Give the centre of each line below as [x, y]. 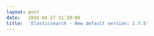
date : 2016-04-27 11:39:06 [43, 18]
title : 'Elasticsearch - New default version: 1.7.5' [78, 23]
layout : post [23, 12]
